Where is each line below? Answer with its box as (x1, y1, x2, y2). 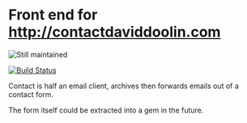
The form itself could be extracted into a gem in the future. (8, 105, 204, 115)
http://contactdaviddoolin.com (8, 23, 221, 41)
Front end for (8, 6, 98, 24)
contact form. (8, 89, 54, 99)
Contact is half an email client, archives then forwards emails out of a (8, 81, 239, 91)
